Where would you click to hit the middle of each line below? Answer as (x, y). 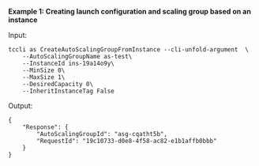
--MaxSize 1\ (44, 77)
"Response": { (45, 127)
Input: (18, 35)
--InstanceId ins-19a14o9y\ (68, 63)
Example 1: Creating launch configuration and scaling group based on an (129, 11)
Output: (21, 106)
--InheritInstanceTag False (68, 91)
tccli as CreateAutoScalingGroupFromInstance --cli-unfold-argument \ (128, 50)
